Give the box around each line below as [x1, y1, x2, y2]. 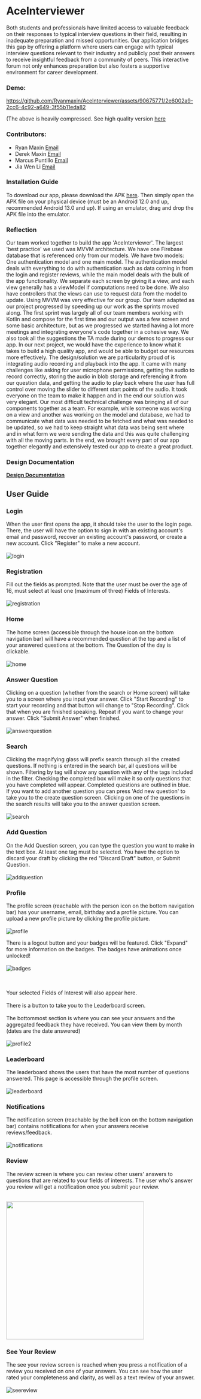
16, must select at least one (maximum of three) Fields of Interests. [6, 587, 170, 595]
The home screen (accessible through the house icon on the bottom [6, 628, 174, 636]
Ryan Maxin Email [14, 144, 59, 151]
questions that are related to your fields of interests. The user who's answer [6, 1177, 193, 1184]
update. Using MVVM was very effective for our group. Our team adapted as [6, 297, 195, 304]
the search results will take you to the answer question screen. [6, 800, 160, 807]
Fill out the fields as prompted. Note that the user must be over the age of [6, 581, 187, 588]
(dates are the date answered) [6, 1027, 81, 1035]
